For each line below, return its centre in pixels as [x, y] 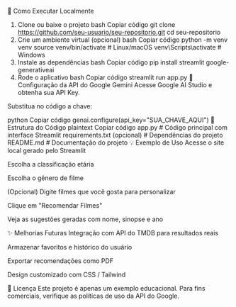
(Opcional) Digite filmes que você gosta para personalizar [91, 192]
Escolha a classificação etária [51, 164]
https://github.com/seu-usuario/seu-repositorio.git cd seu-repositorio [119, 32]
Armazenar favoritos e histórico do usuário [70, 247]
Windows [31, 55]
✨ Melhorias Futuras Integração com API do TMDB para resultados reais [113, 233]
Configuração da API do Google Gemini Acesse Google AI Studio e [115, 85]
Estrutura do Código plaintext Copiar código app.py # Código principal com [118, 127]
